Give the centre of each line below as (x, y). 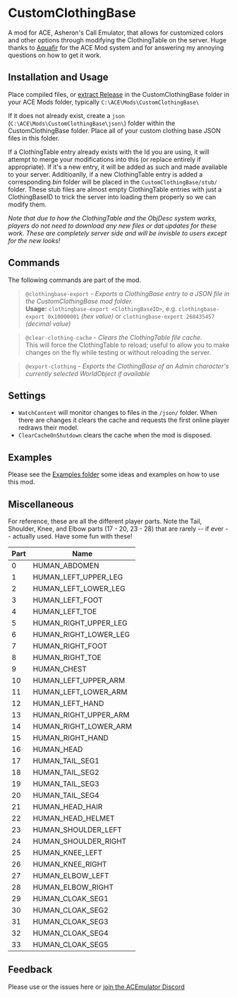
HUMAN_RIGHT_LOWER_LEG (81, 634)
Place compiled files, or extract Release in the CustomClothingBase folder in (119, 94)
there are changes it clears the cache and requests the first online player (124, 420)
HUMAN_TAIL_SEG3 (66, 784)
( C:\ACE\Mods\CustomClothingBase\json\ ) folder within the (92, 123)
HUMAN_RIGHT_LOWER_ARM (83, 726)
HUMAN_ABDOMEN (66, 565)
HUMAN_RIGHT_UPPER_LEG (80, 623)
